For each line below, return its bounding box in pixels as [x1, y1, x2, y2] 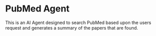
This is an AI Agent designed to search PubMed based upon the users [5, 19, 151, 25]
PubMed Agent [5, 3, 70, 14]
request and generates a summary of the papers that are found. [5, 24, 138, 30]
